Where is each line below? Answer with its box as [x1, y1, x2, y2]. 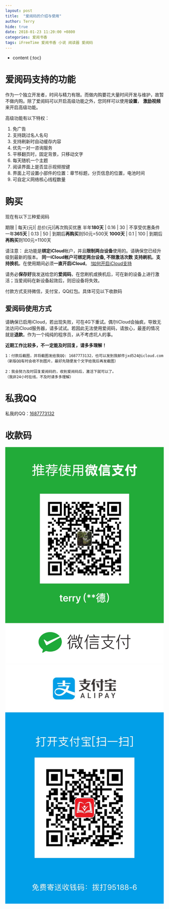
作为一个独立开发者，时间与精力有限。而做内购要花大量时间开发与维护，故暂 [5, 92, 164, 98]
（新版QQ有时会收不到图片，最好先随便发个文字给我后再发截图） [5, 358, 119, 363]
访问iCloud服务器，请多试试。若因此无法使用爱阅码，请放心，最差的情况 [9, 325, 160, 331]
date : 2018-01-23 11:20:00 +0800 [5, 29, 75, 35]
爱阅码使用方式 [5, 304, 52, 313]
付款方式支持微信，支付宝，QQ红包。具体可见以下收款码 [5, 288, 122, 294]
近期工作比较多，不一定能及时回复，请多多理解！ [5, 342, 107, 348]
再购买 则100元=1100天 [5, 237, 51, 243]
